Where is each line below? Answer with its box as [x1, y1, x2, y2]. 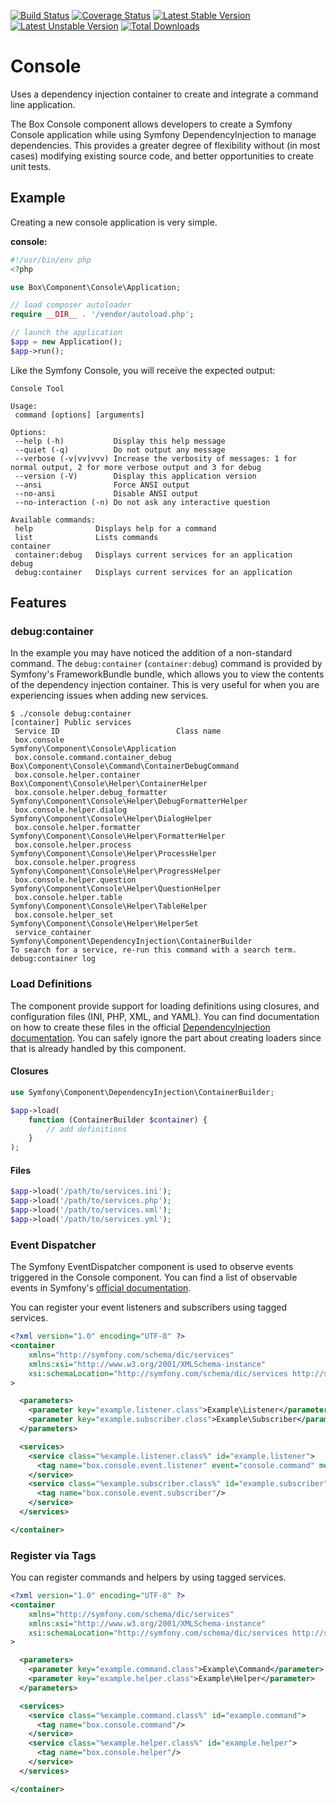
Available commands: [10, 515, 97, 525]
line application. [10, 98, 76, 110]
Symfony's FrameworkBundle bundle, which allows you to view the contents [10, 668, 325, 680]
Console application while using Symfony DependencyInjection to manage [10, 128, 317, 140]
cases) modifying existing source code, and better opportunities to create [10, 150, 314, 162]
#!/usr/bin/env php [10, 255, 92, 265]
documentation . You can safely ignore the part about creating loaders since [10, 1031, 322, 1044]
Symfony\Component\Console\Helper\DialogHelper [10, 814, 213, 824]
